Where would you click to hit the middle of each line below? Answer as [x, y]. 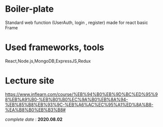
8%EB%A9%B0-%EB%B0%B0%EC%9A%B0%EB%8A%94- [67, 99]
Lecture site [30, 81]
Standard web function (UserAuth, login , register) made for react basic [77, 22]
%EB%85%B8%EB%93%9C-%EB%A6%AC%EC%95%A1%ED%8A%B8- [79, 105]
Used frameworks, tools [55, 48]
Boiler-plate [30, 9]
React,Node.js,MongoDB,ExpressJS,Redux [48, 61]
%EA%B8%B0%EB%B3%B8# [35, 110]
